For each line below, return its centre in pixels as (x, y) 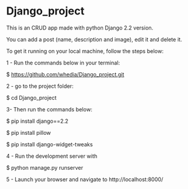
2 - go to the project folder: (40, 86)
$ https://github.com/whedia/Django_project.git (65, 74)
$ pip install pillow (29, 132)
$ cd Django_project (32, 98)
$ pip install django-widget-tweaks (50, 144)
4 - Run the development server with (52, 156)
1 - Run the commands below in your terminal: (63, 63)
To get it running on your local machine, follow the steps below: (85, 51)
